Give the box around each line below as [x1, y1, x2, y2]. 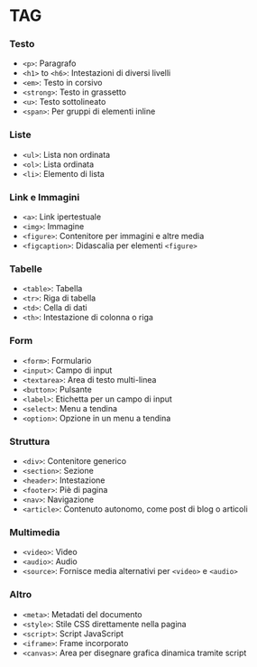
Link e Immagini [9, 190, 80, 203]
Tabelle [9, 263, 42, 275]
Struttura [9, 435, 50, 448]
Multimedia [9, 525, 60, 538]
